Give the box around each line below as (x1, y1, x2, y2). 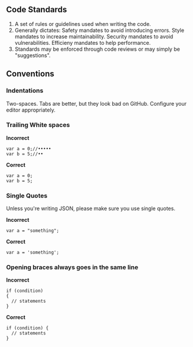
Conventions (6, 69, 55, 79)
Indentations (6, 87, 44, 95)
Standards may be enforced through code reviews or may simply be (14, 45, 180, 53)
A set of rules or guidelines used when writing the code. (14, 20, 152, 27)
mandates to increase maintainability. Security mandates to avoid (14, 32, 174, 40)
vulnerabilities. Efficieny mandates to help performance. (14, 39, 151, 46)
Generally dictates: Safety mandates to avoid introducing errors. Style (14, 27, 185, 34)
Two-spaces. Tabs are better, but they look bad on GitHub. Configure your (6, 100, 187, 107)
